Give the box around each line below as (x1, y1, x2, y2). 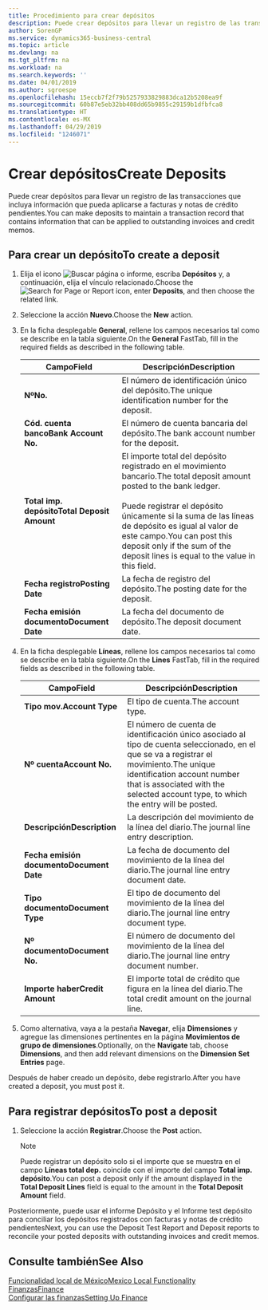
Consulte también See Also (8, 1254, 144, 1269)
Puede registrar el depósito (121, 500, 223, 511)
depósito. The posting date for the (121, 583, 247, 594)
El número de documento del (127, 930, 235, 941)
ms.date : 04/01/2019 (8, 78, 77, 86)
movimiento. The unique (127, 759, 215, 770)
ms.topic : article (8, 41, 69, 49)
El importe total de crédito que (127, 973, 241, 984)
